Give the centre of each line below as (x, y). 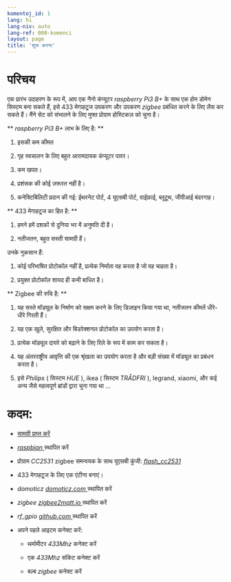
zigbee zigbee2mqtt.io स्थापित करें (62, 502)
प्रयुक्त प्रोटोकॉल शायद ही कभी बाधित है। (60, 280)
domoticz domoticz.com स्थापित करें (64, 488)
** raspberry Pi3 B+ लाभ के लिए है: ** (56, 128)
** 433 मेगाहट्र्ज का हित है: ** (42, 211)
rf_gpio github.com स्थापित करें (57, 516)
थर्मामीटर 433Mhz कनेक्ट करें (62, 543)
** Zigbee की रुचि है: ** (37, 293)
